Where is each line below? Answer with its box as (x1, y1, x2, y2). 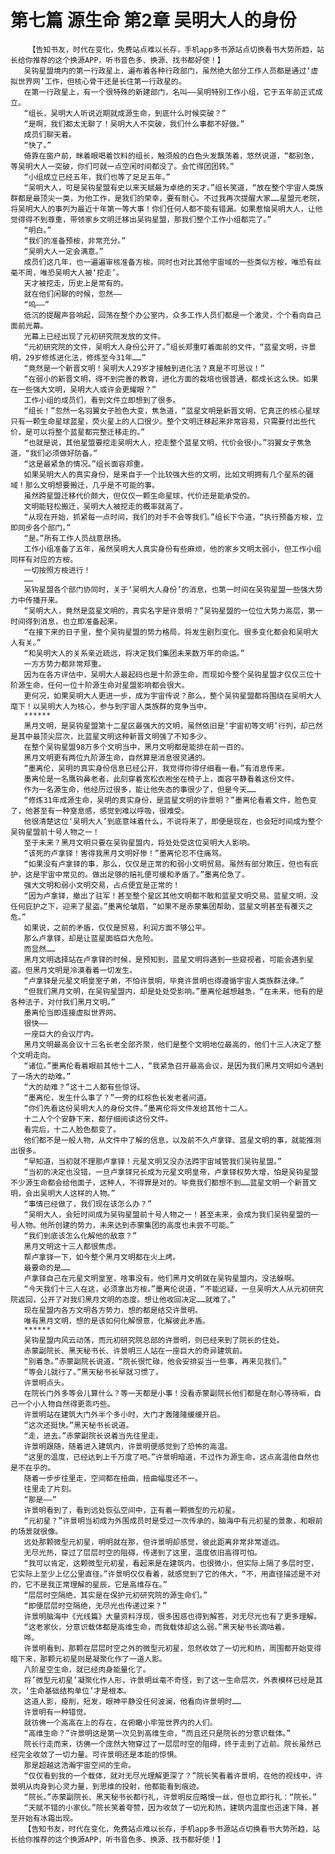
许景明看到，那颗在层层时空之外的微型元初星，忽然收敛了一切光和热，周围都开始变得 (23, 1643, 322, 1653)
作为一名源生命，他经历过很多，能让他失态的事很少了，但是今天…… (23, 784, 257, 795)
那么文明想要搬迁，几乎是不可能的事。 (24, 480, 160, 490)
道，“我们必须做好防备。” (10, 448, 98, 458)
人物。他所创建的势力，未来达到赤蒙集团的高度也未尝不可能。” (17, 1220, 235, 1230)
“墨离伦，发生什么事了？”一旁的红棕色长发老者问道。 (23, 1092, 212, 1103)
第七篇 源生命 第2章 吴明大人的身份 (10, 9, 297, 32)
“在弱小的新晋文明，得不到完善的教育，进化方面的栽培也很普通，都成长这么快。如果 (23, 374, 319, 384)
